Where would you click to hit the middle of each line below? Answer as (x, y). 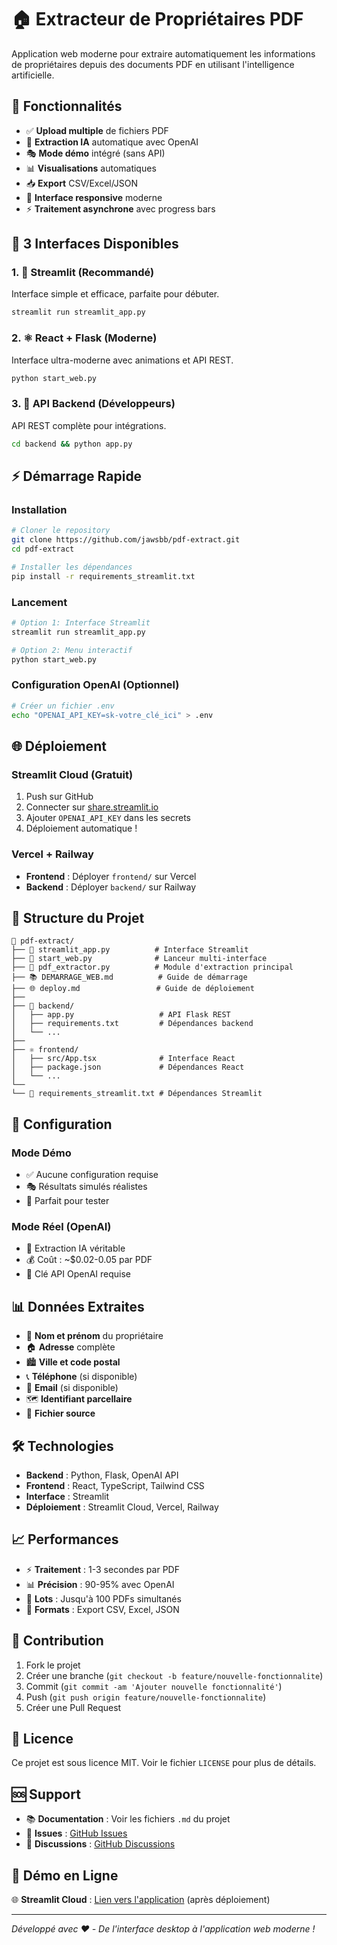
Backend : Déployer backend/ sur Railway (111, 887)
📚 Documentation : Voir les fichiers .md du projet (128, 1819)
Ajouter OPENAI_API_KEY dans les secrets (108, 818)
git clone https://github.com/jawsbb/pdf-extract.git (126, 540)
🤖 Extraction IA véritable (75, 1248)
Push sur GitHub (59, 797)
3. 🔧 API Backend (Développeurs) (93, 404)
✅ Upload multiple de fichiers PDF (97, 130)
